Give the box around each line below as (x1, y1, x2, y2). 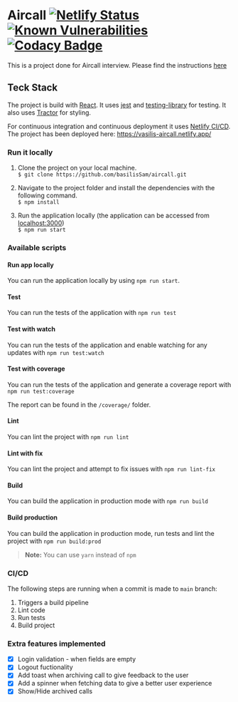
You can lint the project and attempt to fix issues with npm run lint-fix (7, 465, 215, 473)
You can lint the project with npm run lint (7, 432, 129, 441)
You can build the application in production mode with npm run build (7, 497, 208, 505)
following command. (17, 191, 78, 200)
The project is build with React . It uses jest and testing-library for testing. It (7, 100, 227, 109)
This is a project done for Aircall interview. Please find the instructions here (7, 61, 227, 69)
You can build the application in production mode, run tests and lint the (7, 529, 215, 537)
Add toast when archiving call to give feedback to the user (17, 671, 189, 680)
